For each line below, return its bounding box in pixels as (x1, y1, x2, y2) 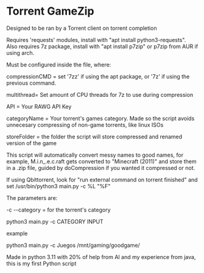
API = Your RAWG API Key (6, 102, 72, 110)
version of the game (6, 139, 57, 147)
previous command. (6, 79, 57, 87)
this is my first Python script (6, 260, 77, 267)
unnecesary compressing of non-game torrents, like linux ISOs (6, 121, 164, 129)
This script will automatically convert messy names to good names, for (6, 151, 184, 158)
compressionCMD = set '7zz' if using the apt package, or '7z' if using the (6, 73, 190, 80)
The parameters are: (6, 194, 58, 202)
